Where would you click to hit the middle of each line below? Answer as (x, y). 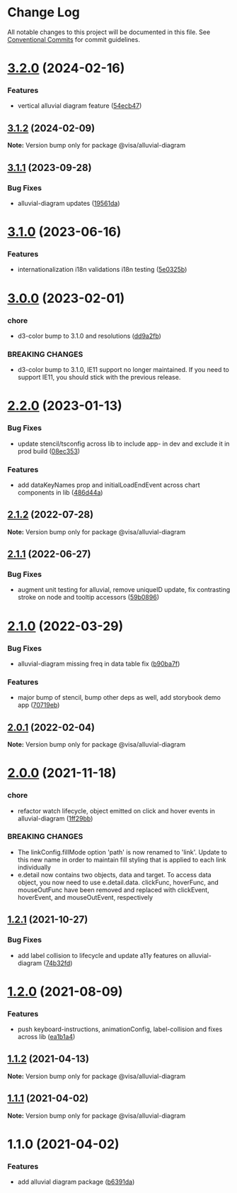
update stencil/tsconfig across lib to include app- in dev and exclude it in (123, 444)
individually (34, 867)
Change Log (44, 12)
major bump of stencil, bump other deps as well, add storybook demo (119, 698)
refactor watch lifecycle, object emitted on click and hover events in (116, 810)
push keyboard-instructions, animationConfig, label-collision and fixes (120, 1029)
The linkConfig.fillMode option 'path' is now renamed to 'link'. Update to (122, 852)
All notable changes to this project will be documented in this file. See (109, 32)
